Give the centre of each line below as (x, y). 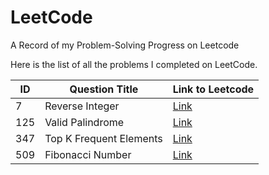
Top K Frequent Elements (103, 138)
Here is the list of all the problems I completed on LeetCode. (134, 64)
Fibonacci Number (88, 154)
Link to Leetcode (213, 89)
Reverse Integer (82, 106)
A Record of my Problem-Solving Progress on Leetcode (125, 45)
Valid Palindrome (84, 122)
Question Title (104, 89)
